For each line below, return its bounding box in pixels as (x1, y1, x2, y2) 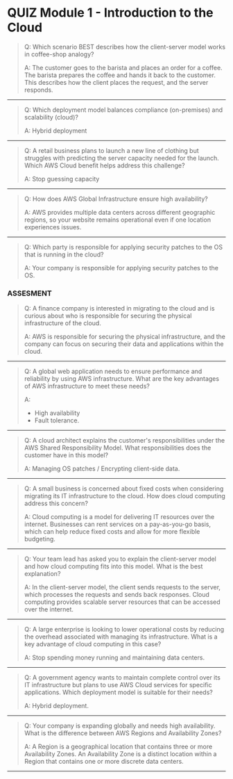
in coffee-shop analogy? (24, 50, 94, 58)
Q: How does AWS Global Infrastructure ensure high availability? (24, 195, 208, 203)
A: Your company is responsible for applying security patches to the (24, 263, 218, 272)
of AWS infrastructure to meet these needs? (24, 382, 150, 391)
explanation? (24, 570, 61, 578)
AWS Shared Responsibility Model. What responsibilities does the (24, 443, 212, 452)
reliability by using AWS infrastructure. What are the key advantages (24, 375, 220, 383)
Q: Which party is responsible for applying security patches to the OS (24, 243, 223, 251)
